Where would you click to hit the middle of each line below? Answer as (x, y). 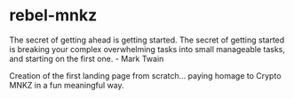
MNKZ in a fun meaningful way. (67, 85)
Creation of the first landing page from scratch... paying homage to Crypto (145, 75)
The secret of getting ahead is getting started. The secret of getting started (147, 40)
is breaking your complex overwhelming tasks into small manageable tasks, (147, 49)
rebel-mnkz (53, 15)
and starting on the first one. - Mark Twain (87, 58)
